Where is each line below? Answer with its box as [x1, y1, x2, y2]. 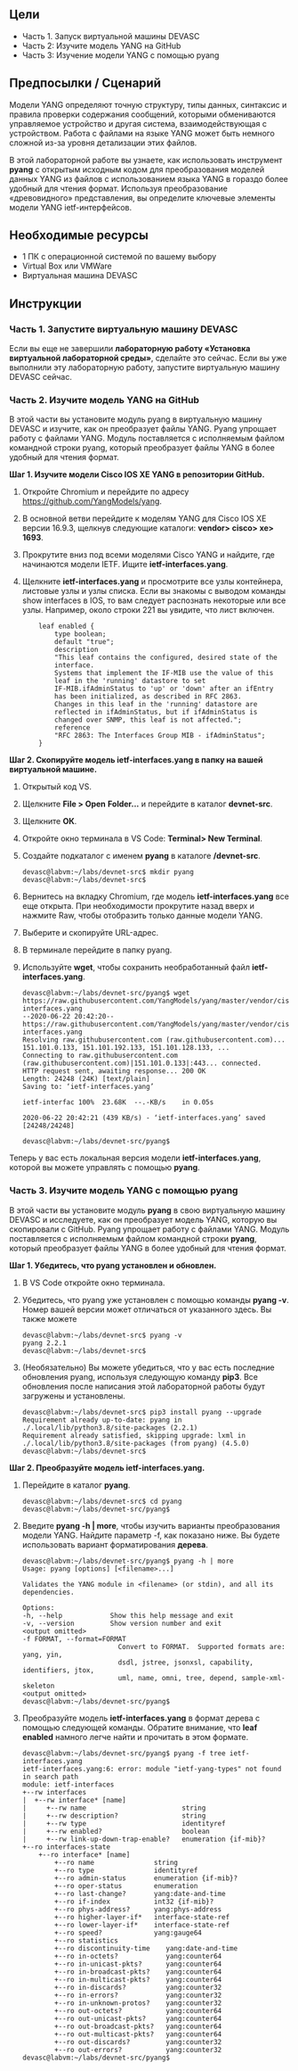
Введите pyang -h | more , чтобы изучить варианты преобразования [21, 1520, 280, 1531]
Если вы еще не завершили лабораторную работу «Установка [9, 343, 251, 354]
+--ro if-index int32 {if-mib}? [54, 1897, 214, 1906]
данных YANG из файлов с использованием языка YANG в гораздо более [9, 173, 289, 184]
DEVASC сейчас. [9, 372, 73, 383]
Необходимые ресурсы [9, 227, 149, 243]
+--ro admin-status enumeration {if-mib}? [54, 1873, 238, 1883]
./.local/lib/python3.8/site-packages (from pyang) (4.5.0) [21, 1439, 250, 1448]
